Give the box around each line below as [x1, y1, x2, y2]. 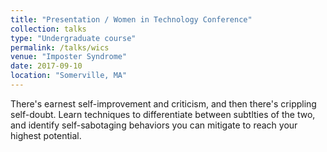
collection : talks [10, 24, 87, 34]
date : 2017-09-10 [10, 61, 83, 71]
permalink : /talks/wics [10, 42, 110, 53]
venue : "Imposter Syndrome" [10, 52, 128, 62]
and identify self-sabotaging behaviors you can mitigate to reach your [10, 119, 298, 131]
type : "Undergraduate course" [10, 33, 137, 43]
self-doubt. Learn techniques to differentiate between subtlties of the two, [10, 108, 316, 120]
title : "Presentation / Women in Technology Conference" [10, 14, 253, 25]
